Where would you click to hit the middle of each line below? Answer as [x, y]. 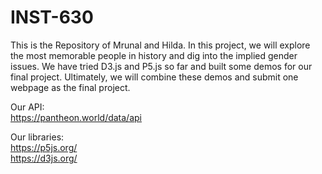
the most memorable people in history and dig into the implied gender [154, 55]
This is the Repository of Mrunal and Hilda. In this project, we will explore [160, 45]
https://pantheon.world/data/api [76, 117]
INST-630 [52, 17]
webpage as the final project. [70, 87]
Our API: [27, 107]
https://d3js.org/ [44, 158]
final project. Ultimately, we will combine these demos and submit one [154, 77]
